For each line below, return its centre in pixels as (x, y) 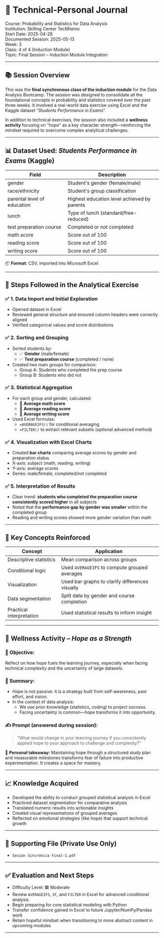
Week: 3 (13, 44)
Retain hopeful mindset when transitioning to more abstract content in (82, 920)
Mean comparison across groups (99, 559)
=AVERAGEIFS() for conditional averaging (59, 424)
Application (109, 551)
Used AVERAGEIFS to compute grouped (104, 568)
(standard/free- (119, 213)
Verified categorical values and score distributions (63, 325)
